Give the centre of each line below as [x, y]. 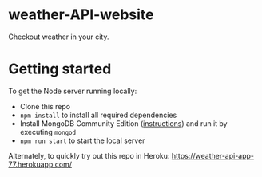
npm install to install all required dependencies [98, 115]
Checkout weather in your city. [59, 37]
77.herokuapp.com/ [40, 164]
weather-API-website [81, 15]
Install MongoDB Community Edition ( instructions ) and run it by [123, 123]
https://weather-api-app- [212, 155]
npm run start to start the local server [82, 140]
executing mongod [48, 132]
